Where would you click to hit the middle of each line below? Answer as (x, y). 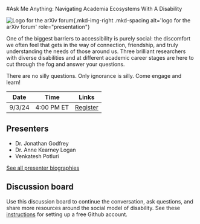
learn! (14, 82)
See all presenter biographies (43, 168)
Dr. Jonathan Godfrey (42, 143)
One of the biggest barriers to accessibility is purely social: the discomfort (98, 38)
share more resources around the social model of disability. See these (93, 208)
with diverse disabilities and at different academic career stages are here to (100, 58)
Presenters (27, 129)
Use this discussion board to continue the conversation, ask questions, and (100, 201)
